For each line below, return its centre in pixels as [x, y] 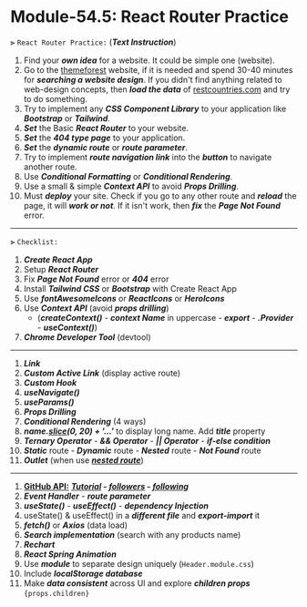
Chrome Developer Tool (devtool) [87, 337]
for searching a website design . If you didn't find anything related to [153, 79]
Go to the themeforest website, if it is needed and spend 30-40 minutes [158, 69]
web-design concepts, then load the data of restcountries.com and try [157, 89]
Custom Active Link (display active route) [102, 373]
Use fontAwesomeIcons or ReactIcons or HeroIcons [124, 298]
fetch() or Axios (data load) [76, 525]
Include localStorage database [83, 573]
